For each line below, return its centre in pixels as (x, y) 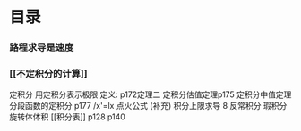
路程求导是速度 (42, 47)
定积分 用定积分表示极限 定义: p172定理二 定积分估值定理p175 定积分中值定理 (150, 94)
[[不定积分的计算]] (48, 74)
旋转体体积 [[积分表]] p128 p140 (67, 117)
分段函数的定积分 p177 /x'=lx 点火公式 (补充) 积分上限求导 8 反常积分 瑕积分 (148, 106)
